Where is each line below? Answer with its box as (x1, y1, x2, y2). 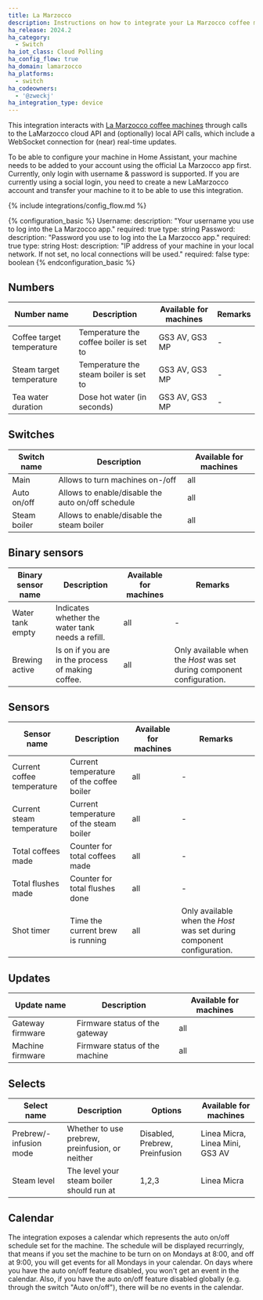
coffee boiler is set (78, 337, 147, 348)
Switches (8, 428, 55, 442)
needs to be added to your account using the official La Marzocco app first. (8, 161, 252, 170)
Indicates (55, 602, 90, 613)
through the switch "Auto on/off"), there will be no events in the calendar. (8, 1282, 244, 1291)
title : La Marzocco (8, 11, 72, 20)
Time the (70, 916, 103, 927)
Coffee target (12, 331, 61, 342)
